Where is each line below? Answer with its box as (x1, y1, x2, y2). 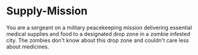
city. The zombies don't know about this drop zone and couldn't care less (6, 36, 189, 44)
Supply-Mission (6, 4, 88, 18)
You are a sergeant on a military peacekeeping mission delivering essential (6, 24, 192, 31)
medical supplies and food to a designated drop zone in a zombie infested (6, 30, 191, 37)
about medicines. (6, 43, 49, 50)
